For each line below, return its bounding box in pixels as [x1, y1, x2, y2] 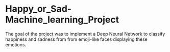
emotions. [5, 41, 27, 47]
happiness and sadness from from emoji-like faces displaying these [5, 36, 148, 42]
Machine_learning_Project [5, 14, 119, 25]
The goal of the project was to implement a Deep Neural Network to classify [5, 31, 165, 37]
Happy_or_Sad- [5, 3, 72, 15]
